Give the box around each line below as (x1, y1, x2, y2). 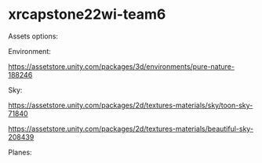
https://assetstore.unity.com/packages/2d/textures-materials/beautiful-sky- (8, 124, 253, 133)
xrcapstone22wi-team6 (8, 5, 166, 24)
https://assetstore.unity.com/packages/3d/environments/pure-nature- (8, 61, 235, 71)
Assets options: (8, 31, 59, 41)
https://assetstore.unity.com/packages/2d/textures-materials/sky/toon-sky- (8, 100, 253, 110)
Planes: (8, 147, 33, 157)
